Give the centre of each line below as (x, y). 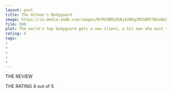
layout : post (19, 10)
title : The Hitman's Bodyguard (39, 15)
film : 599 (16, 24)
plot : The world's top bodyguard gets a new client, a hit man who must (84, 29)
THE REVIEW (19, 76)
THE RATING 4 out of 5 (29, 86)
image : (12, 19)
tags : (11, 39)
